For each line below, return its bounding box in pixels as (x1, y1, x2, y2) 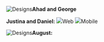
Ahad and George (32, 6, 77, 12)
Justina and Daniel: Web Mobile (6, 18, 98, 25)
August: (32, 30, 53, 36)
